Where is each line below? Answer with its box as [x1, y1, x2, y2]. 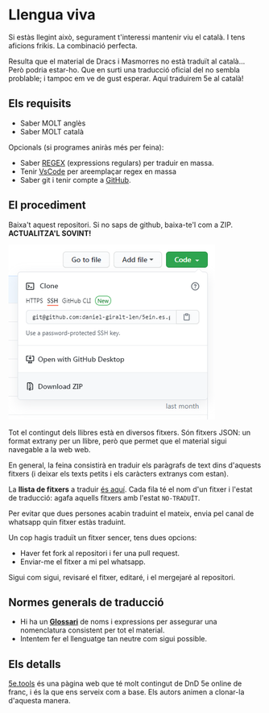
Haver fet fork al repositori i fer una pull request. [19, 548, 180, 558]
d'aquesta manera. [8, 696, 71, 706]
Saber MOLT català [19, 126, 85, 136]
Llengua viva [8, 6, 96, 24]
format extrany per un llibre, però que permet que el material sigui [8, 436, 227, 446]
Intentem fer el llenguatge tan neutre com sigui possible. [19, 634, 208, 644]
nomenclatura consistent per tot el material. [19, 625, 165, 635]
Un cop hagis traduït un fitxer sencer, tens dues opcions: [8, 533, 197, 542]
